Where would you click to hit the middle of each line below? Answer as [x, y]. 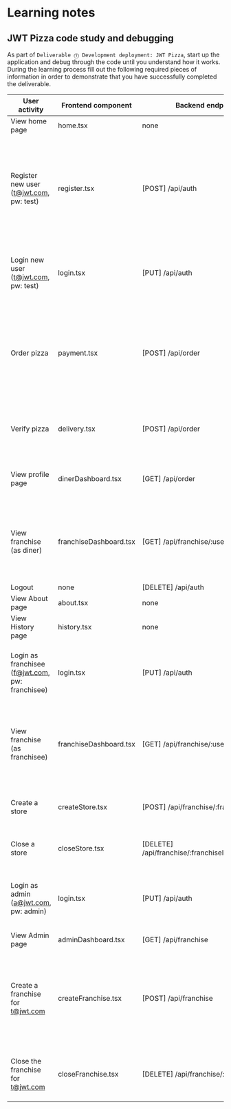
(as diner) [26, 550]
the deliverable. [29, 84]
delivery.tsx [77, 429]
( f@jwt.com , [30, 672]
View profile [30, 475]
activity [31, 110]
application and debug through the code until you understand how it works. [114, 62]
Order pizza [30, 353]
